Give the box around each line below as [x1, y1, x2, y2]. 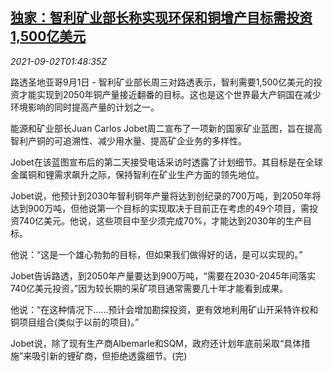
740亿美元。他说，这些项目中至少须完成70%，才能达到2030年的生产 [18, 214, 304, 227]
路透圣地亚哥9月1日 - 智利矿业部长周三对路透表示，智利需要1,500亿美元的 [10, 76, 314, 88]
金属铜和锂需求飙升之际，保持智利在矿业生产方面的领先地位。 [10, 168, 265, 180]
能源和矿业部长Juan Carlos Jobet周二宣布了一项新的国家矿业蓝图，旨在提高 [10, 122, 323, 134]
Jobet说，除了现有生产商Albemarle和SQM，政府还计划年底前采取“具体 [10, 337, 302, 349]
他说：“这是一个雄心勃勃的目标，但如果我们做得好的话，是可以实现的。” [10, 248, 303, 260]
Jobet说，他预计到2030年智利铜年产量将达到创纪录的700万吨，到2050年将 [10, 189, 322, 202]
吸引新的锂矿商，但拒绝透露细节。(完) [31, 349, 188, 362]
